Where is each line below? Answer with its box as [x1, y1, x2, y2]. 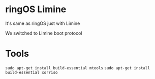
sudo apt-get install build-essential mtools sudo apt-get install [5, 65, 150, 70]
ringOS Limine [5, 4, 67, 15]
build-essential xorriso [5, 70, 58, 75]
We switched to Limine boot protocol [5, 30, 82, 36]
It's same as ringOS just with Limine [5, 20, 80, 26]
